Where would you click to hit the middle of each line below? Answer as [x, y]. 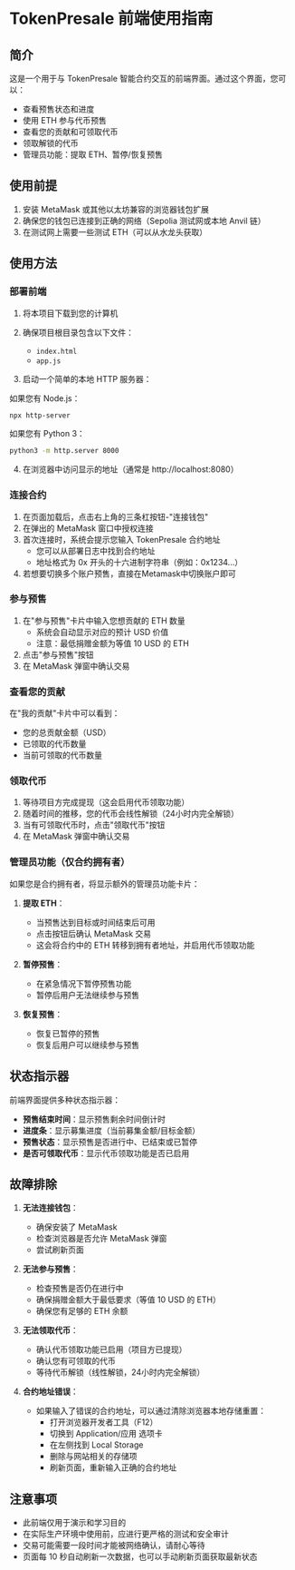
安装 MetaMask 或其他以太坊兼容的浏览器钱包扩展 [116, 209]
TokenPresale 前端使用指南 [111, 19]
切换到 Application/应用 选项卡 [106, 1434]
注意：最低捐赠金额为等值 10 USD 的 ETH [113, 643]
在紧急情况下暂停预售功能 [84, 983]
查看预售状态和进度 [58, 109]
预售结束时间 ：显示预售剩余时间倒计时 [94, 1119]
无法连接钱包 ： [50, 1208]
